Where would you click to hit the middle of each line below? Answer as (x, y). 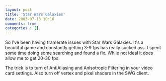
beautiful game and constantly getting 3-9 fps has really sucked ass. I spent (83, 48)
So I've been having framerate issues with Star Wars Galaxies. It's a (74, 42)
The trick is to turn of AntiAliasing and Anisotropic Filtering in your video (79, 68)
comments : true (21, 24)
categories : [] (22, 28)
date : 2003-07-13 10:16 (30, 19)
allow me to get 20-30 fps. (32, 58)
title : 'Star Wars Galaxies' (35, 14)
